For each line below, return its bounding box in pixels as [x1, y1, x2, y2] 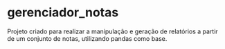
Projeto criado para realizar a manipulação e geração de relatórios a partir [7, 27, 218, 35]
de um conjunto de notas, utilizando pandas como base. [7, 34, 168, 42]
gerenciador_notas [7, 5, 119, 20]
